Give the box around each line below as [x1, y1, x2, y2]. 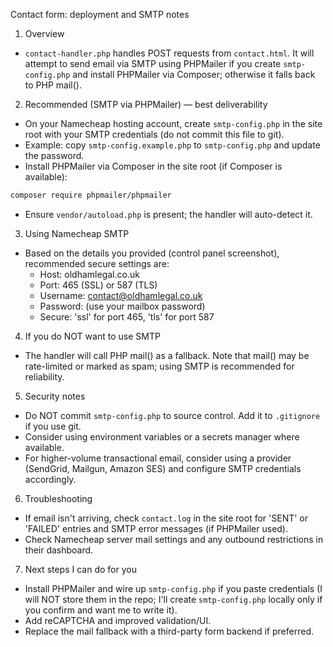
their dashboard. [24, 544, 94, 556]
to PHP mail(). [24, 79, 82, 91]
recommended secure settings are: [24, 257, 170, 269]
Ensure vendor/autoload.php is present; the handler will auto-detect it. [24, 208, 313, 220]
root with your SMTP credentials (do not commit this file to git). [24, 129, 285, 140]
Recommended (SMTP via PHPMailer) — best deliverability [24, 99, 268, 110]
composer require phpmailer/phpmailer [10, 190, 172, 200]
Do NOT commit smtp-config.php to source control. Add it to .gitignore [24, 409, 321, 421]
